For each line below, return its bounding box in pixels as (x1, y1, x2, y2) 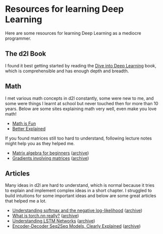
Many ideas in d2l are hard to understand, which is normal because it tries (5, 182, 155, 188)
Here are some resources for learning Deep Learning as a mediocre (5, 30, 141, 36)
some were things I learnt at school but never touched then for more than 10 (5, 100, 159, 106)
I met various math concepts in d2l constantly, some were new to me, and (5, 95, 154, 101)
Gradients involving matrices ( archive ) (12, 155, 89, 161)
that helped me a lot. (5, 198, 47, 204)
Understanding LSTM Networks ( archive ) (12, 218, 95, 224)
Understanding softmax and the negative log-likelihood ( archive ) (12, 207, 143, 213)
